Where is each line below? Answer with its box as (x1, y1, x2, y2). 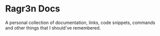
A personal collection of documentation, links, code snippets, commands (5, 19, 155, 25)
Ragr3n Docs (5, 3, 60, 14)
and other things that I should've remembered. (5, 24, 101, 30)
